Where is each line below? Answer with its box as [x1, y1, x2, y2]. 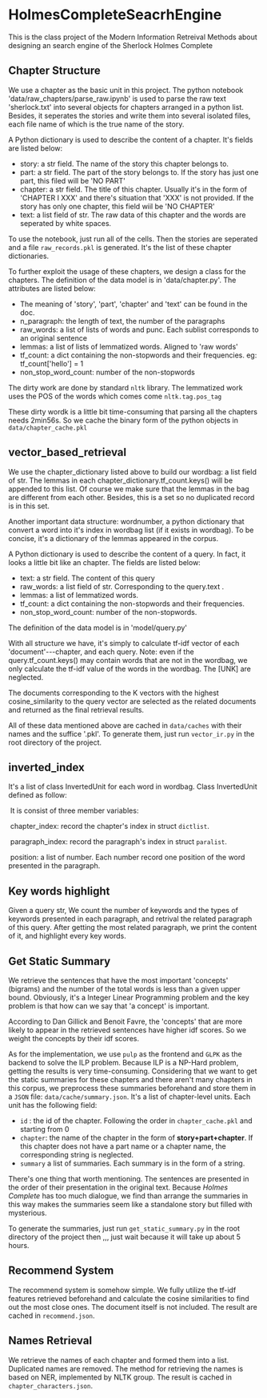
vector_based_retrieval [8, 446, 126, 459]
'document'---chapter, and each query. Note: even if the [8, 647, 194, 657]
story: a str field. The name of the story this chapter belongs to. [19, 159, 229, 168]
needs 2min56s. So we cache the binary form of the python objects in [8, 415, 238, 425]
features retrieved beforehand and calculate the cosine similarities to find [8, 1293, 249, 1303]
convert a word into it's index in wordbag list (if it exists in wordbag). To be [8, 525, 254, 535]
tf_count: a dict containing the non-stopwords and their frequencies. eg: [19, 350, 257, 360]
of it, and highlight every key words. [8, 931, 126, 941]
